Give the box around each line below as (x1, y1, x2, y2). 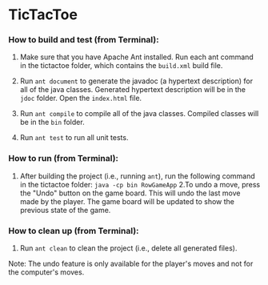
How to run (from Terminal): (8, 153, 118, 164)
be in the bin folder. (19, 118, 86, 127)
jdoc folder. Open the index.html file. (19, 94, 142, 103)
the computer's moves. (8, 267, 85, 277)
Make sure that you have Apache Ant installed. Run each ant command (19, 52, 254, 62)
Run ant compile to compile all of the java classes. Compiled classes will (19, 109, 259, 118)
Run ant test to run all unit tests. (19, 133, 129, 142)
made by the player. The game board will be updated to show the (19, 196, 234, 206)
